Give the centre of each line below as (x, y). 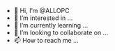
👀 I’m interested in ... (43, 18)
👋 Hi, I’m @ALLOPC (41, 11)
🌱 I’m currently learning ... (51, 25)
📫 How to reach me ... (46, 40)
